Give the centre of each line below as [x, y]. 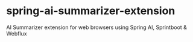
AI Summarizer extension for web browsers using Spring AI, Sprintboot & [96, 27]
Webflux [17, 33]
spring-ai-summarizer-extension [91, 11]
